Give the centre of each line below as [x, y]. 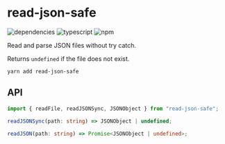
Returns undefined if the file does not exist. [68, 58]
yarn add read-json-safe [43, 71]
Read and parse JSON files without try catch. [72, 45]
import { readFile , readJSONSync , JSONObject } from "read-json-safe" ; [113, 109]
